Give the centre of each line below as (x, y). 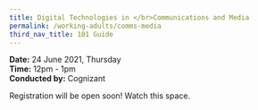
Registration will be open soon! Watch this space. (100, 96)
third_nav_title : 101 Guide (62, 34)
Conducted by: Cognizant (57, 79)
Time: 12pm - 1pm (42, 69)
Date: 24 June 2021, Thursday (66, 60)
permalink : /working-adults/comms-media (86, 26)
